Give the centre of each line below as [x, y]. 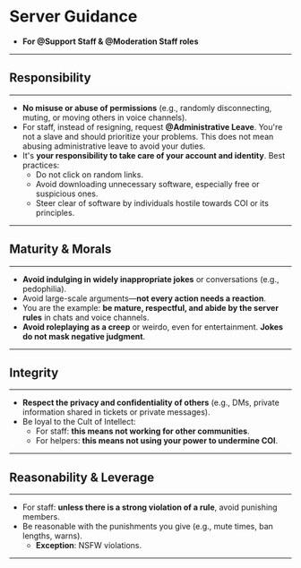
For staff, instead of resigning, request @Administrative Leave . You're [152, 126]
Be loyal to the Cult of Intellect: [79, 422]
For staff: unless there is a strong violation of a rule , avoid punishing [150, 507]
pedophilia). [44, 288]
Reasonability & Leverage [82, 477]
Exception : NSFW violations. [89, 546]
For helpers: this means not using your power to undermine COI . [157, 441]
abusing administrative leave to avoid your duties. [114, 146]
